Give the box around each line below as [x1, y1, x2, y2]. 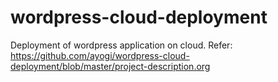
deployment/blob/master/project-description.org [10, 60, 211, 72]
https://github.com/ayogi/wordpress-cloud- [10, 49, 190, 61]
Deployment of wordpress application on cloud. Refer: [10, 39, 233, 51]
